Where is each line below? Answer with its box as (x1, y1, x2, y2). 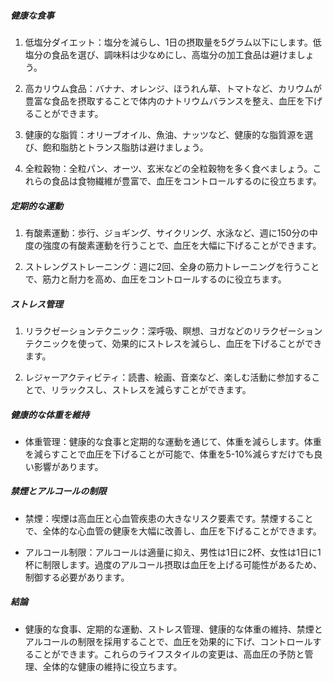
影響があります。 (33, 460, 104, 472)
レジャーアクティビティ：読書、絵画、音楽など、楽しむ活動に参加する (24, 371, 312, 383)
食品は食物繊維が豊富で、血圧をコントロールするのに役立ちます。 (51, 175, 322, 187)
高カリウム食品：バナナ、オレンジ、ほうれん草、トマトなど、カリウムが (24, 82, 322, 94)
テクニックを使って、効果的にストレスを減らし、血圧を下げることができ (24, 337, 323, 349)
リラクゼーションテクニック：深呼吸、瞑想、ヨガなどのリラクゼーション (24, 325, 323, 337)
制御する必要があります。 (24, 571, 130, 583)
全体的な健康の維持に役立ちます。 (42, 660, 183, 672)
